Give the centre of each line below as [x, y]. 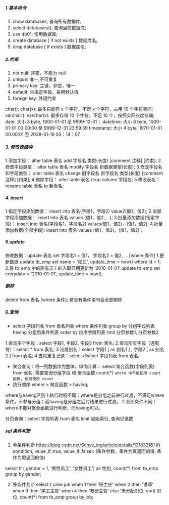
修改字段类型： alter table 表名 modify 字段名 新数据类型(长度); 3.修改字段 [82, 166]
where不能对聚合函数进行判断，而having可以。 [54, 408]
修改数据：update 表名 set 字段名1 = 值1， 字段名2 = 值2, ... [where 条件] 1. [82, 255]
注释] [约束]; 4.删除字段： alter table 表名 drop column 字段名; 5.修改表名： [83, 179]
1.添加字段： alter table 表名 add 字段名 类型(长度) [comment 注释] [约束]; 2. [84, 160]
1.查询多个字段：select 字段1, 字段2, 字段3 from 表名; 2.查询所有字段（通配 [82, 343]
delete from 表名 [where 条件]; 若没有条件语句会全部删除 [64, 300]
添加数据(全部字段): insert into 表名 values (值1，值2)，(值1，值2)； [75, 230]
